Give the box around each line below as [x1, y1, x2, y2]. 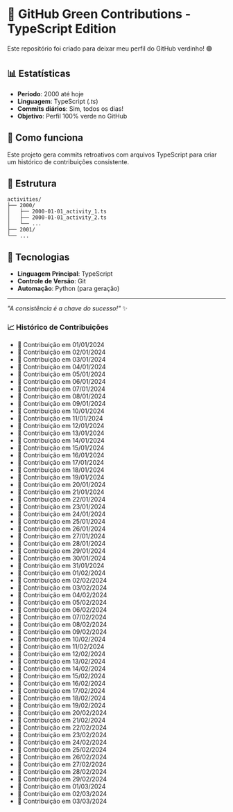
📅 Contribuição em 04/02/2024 [17, 591, 107, 599]
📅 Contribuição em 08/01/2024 [17, 392, 106, 400]
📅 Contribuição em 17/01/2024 [17, 459, 105, 467]
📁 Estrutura [7, 177, 57, 189]
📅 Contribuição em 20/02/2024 [17, 709, 107, 717]
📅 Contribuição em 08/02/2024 [17, 620, 107, 629]
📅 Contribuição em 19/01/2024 [17, 473, 105, 482]
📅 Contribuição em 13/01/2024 [17, 429, 105, 437]
